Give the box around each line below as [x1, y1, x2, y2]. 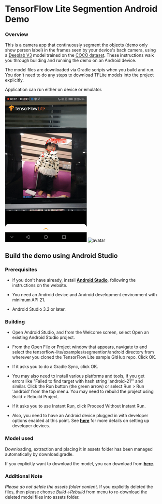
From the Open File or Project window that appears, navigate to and [12, 344, 147, 350]
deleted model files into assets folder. [5, 494, 80, 500]
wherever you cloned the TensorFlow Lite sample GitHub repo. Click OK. [12, 354, 157, 360]
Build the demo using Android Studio [5, 252, 118, 260]
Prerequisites [5, 266, 37, 273]
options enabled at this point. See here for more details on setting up [12, 418, 149, 423]
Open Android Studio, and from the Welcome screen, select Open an [12, 329, 149, 336]
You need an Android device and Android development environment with [12, 292, 157, 298]
